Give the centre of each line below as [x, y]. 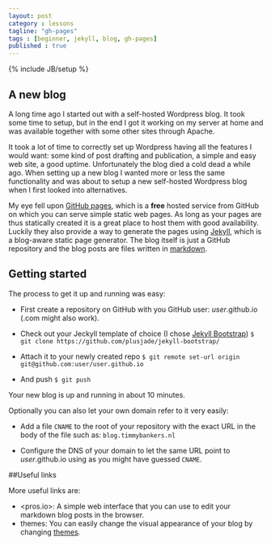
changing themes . [50, 532]
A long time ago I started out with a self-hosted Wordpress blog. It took [127, 113]
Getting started [48, 274]
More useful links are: [44, 490]
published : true [38, 46]
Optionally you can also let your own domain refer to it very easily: [119, 411]
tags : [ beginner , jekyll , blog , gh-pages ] [83, 38]
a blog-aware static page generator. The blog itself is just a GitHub [119, 240]
